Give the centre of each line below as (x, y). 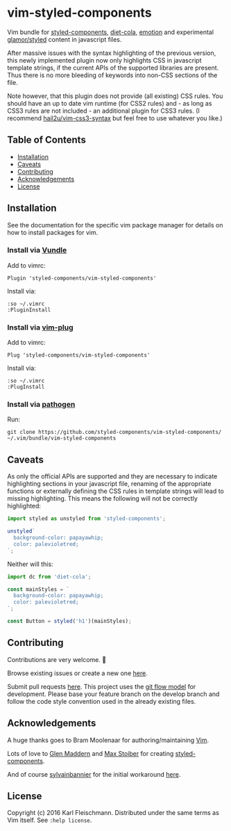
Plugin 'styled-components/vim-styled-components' (82, 278)
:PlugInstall (26, 387)
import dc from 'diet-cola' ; (49, 576)
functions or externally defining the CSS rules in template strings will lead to (115, 491)
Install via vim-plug (40, 327)
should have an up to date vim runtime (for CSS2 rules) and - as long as (110, 103)
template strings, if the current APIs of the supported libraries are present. (113, 67)
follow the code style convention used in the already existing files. (102, 701)
